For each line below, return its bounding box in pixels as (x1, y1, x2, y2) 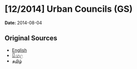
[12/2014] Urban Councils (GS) (4, 3, 133, 15)
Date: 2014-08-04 (4, 20, 43, 26)
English (11, 47, 27, 53)
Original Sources (4, 34, 57, 42)
